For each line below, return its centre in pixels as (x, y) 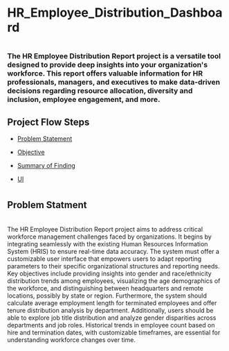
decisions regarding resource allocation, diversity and (100, 91)
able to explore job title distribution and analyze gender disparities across (112, 318)
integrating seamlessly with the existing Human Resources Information (108, 243)
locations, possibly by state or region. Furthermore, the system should (107, 296)
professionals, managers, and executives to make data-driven (113, 83)
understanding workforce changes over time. (72, 340)
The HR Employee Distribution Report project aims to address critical (105, 229)
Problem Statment (47, 205)
